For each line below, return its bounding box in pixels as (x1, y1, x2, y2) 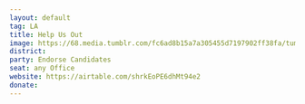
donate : (9, 80, 39, 90)
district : (9, 47, 47, 56)
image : (9, 38, 34, 48)
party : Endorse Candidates (9, 55, 112, 64)
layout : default (9, 13, 71, 23)
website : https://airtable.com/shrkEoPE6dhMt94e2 (9, 72, 202, 81)
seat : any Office (9, 64, 75, 73)
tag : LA (9, 22, 39, 31)
